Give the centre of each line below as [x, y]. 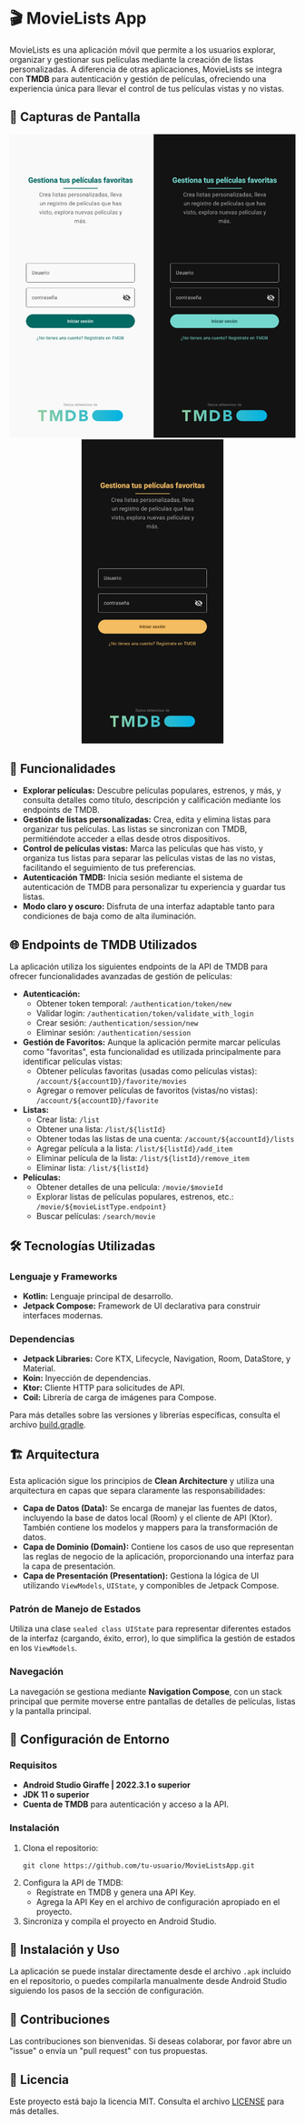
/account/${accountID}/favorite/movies [112, 1082]
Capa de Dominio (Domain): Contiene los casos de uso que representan [158, 1547]
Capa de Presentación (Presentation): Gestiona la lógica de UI [141, 1576]
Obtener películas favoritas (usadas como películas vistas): [147, 1071]
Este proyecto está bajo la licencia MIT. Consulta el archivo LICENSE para [147, 2101]
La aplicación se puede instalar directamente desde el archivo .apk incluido [151, 1971]
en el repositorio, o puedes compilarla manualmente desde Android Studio [148, 1981]
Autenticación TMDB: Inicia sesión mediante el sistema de [133, 877]
